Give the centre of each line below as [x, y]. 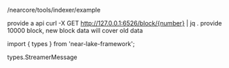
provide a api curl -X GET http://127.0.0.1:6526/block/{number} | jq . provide [115, 23]
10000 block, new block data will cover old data [75, 31]
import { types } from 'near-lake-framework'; [71, 44]
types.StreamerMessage [42, 57]
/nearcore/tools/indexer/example [54, 10]
